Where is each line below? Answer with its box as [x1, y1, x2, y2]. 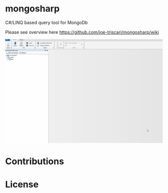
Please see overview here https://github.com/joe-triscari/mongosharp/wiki [5, 29, 159, 35]
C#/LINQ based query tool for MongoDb [5, 19, 88, 25]
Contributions [5, 156, 64, 167]
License [5, 179, 39, 190]
